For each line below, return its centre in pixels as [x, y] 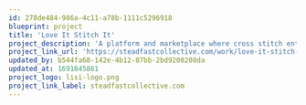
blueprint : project [46, 26]
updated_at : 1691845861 [54, 69]
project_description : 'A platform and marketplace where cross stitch [146, 43]
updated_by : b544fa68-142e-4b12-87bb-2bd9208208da [107, 60]
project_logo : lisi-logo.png [64, 78]
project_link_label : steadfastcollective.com [96, 86]
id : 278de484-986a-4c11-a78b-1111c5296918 [90, 18]
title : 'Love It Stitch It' [62, 35]
